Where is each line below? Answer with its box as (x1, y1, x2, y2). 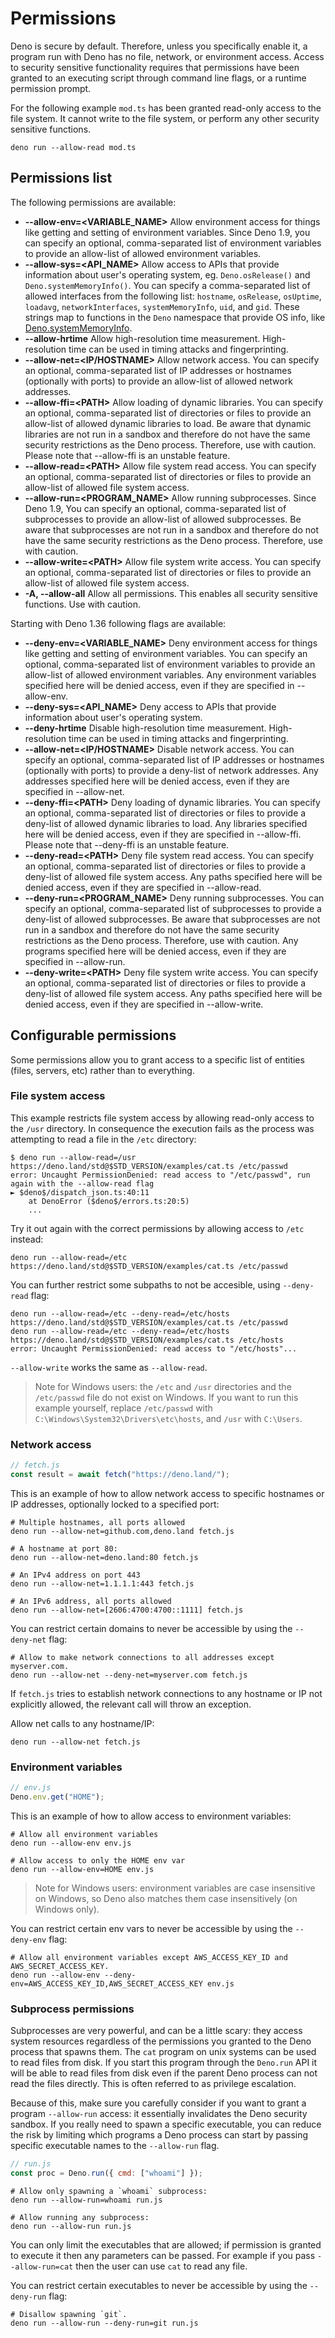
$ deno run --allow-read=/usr (10, 1152, 137, 1162)
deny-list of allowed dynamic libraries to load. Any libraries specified (24, 817, 308, 829)
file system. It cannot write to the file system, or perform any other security (10, 112, 320, 124)
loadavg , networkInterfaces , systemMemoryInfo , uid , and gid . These (24, 300, 300, 312)
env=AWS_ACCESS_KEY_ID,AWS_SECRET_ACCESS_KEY (10, 1978, 203, 1989)
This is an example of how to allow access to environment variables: (10, 1810, 292, 1822)
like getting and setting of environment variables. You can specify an (24, 647, 308, 659)
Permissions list (10, 170, 113, 187)
